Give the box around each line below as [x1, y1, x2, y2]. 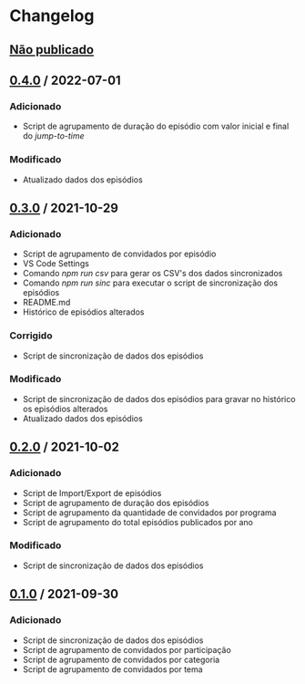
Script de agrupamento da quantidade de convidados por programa [22, 507, 277, 518]
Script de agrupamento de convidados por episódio [22, 248, 217, 260]
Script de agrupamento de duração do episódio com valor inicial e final [22, 120, 290, 132]
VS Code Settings [22, 258, 89, 269]
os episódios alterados [22, 403, 108, 414]
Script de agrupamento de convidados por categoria [22, 654, 220, 665]
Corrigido [9, 329, 53, 342]
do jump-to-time [22, 130, 85, 141]
